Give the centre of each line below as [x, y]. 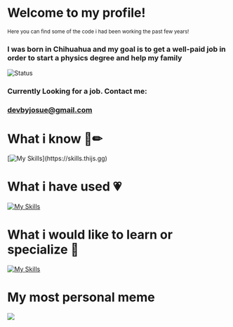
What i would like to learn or [90, 235]
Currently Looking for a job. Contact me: [77, 91]
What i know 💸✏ [55, 139]
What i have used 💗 [65, 187]
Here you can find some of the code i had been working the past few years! [98, 32]
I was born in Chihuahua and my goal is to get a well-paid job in [116, 49]
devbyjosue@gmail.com [50, 110]
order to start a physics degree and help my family [95, 57]
